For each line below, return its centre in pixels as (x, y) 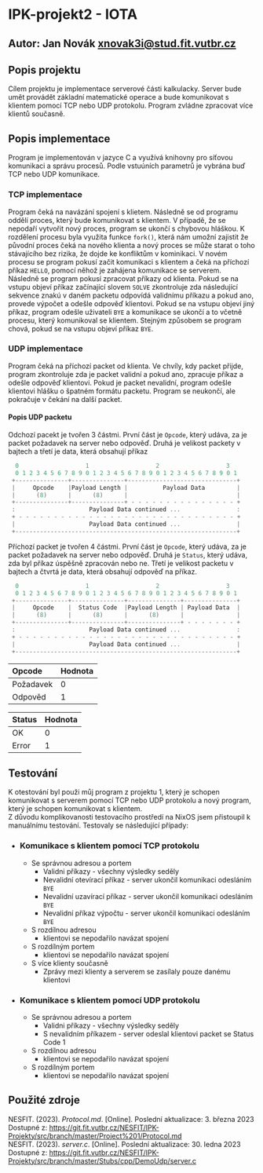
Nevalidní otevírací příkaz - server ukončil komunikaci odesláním (147, 879)
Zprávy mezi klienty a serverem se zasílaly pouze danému (137, 971)
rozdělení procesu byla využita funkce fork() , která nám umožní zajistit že (128, 236)
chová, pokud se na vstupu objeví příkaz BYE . (81, 328)
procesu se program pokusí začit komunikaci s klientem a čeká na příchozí (129, 261)
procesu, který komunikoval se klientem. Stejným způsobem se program (125, 320)
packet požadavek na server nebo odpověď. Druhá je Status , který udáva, (128, 554)
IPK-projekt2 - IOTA (73, 15)
